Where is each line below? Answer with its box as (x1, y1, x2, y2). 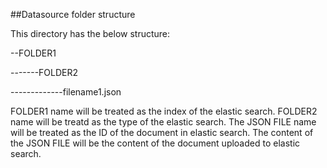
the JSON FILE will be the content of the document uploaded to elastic (10, 137, 301, 149)
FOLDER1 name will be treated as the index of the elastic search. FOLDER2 (10, 105, 318, 117)
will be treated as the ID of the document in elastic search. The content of (10, 127, 314, 138)
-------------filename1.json (10, 86, 122, 98)
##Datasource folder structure (10, 9, 136, 20)
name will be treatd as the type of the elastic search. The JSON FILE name (10, 116, 317, 128)
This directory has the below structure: (10, 28, 171, 39)
